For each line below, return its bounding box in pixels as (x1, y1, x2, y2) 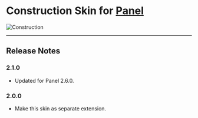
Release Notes (6, 46, 61, 56)
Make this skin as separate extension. (14, 104, 107, 112)
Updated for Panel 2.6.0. (14, 77, 74, 84)
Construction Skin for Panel (6, 4, 144, 18)
